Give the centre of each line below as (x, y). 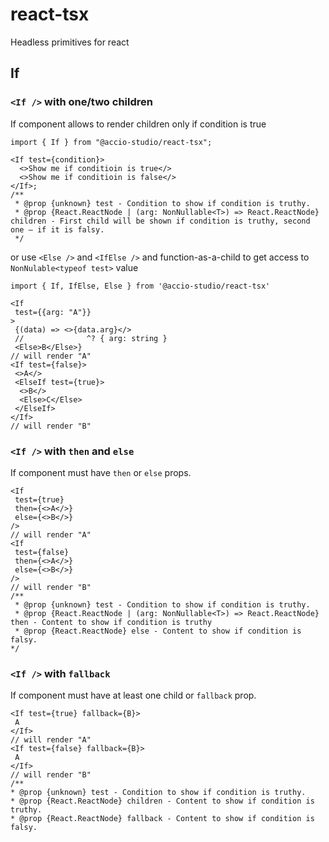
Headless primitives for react (70, 42)
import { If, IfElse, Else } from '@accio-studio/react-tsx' (140, 286)
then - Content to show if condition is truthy (111, 622)
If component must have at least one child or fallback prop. (133, 695)
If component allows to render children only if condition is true (138, 124)
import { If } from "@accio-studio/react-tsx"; (111, 142)
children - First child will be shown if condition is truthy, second (160, 221)
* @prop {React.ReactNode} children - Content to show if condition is (162, 801)
